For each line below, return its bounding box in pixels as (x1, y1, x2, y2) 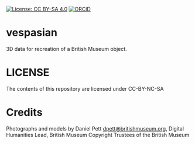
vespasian (6, 26, 57, 39)
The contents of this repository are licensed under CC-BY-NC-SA (6, 85, 164, 92)
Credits (6, 106, 43, 119)
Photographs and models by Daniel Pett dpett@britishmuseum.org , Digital (6, 125, 184, 132)
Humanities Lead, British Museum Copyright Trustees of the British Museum (6, 131, 190, 138)
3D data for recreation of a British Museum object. (6, 45, 127, 52)
